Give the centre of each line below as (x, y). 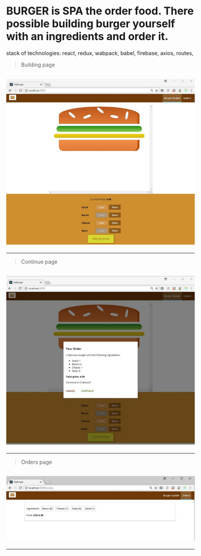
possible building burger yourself (91, 24)
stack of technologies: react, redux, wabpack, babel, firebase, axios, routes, (100, 53)
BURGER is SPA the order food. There (100, 11)
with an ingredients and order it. (87, 37)
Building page (38, 65)
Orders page (36, 462)
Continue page (39, 262)
